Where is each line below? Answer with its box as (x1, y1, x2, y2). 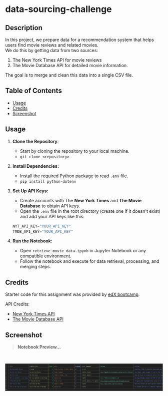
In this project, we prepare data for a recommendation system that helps (5, 37, 154, 43)
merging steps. (19, 264, 51, 270)
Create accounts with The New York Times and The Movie (19, 197, 142, 203)
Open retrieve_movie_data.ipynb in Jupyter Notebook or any (19, 248, 146, 254)
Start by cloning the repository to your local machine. (19, 148, 130, 154)
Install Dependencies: (12, 163, 59, 169)
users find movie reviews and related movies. (5, 42, 98, 48)
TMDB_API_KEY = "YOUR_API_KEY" (12, 229, 73, 234)
